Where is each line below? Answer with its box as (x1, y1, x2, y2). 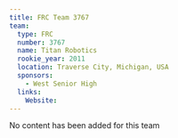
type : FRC (17, 29, 53, 38)
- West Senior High (25, 79, 98, 88)
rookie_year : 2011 (17, 54, 86, 63)
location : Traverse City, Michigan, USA (17, 63, 169, 72)
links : (17, 87, 42, 96)
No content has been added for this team (9, 120, 160, 131)
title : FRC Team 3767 (9, 12, 90, 22)
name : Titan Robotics (17, 46, 98, 55)
